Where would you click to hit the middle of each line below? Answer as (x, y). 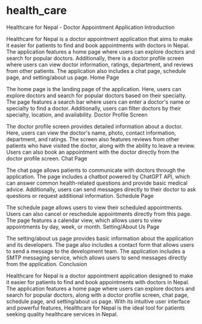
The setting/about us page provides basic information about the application (100, 238)
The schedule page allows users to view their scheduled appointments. (95, 207)
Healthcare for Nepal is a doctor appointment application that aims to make (99, 39)
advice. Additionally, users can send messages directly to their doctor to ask (101, 189)
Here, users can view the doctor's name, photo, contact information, (91, 133)
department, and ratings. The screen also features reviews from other (93, 139)
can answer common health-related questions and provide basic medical (97, 183)
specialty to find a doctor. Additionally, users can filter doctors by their (94, 108)
